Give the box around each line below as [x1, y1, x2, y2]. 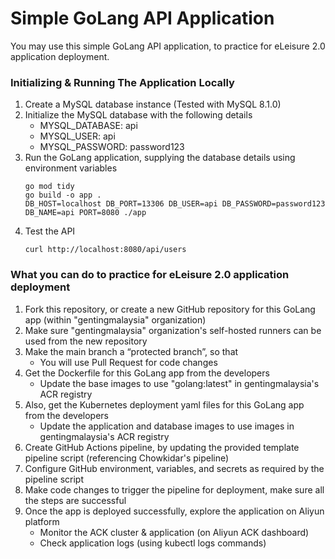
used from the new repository [24, 335, 148, 347]
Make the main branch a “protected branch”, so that [24, 345, 239, 357]
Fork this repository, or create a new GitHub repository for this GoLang [24, 303, 316, 315]
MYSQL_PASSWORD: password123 [39, 141, 185, 153]
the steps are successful [24, 494, 127, 506]
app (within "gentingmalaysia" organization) [24, 313, 207, 326]
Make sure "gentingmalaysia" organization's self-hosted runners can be [24, 324, 322, 336]
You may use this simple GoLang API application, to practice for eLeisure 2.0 [10, 40, 326, 52]
